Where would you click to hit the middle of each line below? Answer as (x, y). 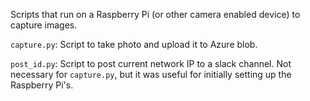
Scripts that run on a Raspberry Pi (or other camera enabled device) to (155, 14)
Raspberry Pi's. (42, 85)
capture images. (44, 25)
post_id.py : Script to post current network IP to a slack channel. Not (151, 63)
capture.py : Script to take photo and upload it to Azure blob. (134, 44)
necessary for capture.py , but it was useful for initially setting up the (151, 74)
